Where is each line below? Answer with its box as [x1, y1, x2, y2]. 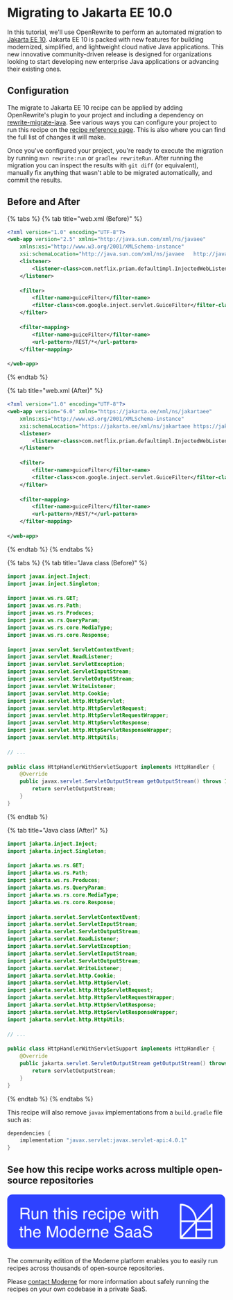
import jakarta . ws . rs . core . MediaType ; [7, 891, 119, 899]
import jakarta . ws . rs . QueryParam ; [7, 884, 107, 892]
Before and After [7, 196, 80, 208]
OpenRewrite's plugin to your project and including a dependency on [7, 110, 204, 119]
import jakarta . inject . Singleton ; [7, 847, 107, 855]
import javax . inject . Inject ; [7, 573, 92, 580]
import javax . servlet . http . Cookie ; [7, 690, 110, 697]
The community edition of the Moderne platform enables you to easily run [7, 1257, 218, 1265]
